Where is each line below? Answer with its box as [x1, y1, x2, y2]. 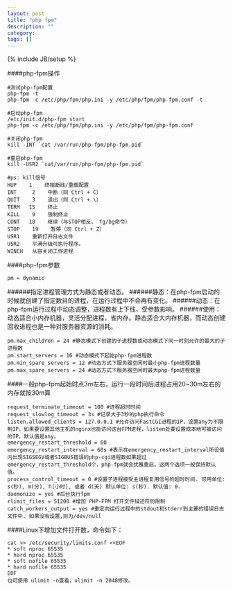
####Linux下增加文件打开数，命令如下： [7, 526, 123, 534]
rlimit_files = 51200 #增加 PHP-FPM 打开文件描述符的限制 [7, 498, 166, 506]
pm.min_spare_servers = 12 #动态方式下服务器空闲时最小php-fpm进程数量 [7, 359, 201, 367]
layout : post [7, 10, 45, 17]
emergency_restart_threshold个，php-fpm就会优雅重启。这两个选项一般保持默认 [7, 461, 216, 468]
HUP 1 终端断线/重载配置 [7, 181, 89, 189]
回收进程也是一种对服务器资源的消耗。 [7, 323, 116, 331]
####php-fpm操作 [7, 69, 60, 78]
